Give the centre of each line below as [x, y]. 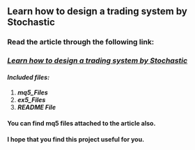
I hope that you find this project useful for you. [76, 139]
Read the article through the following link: [81, 42]
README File [37, 108]
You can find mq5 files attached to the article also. [81, 124]
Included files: [29, 77]
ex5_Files [31, 100]
